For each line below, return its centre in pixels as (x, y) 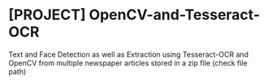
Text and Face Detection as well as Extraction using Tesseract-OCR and (129, 54)
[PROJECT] (47, 15)
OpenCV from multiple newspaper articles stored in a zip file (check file (128, 63)
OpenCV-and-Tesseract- (175, 15)
